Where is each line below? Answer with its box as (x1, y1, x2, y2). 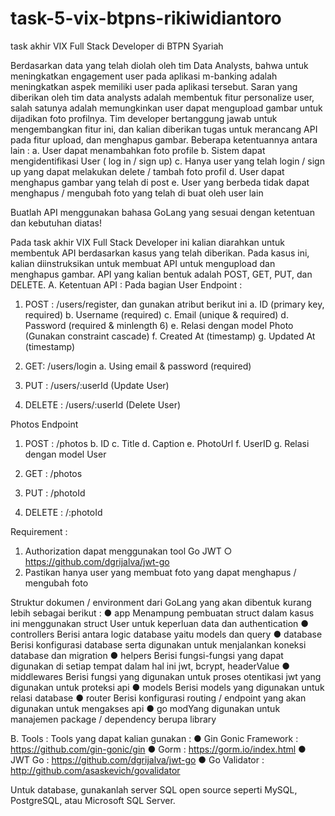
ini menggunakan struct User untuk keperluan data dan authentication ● (10, 617, 310, 629)
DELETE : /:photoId (24, 506, 103, 518)
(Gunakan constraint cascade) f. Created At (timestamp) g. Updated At (24, 330, 316, 342)
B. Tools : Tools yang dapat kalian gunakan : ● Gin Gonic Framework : (10, 732, 299, 744)
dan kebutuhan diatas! (10, 217, 102, 229)
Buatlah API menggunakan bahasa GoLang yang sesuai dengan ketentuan (10, 206, 315, 218)
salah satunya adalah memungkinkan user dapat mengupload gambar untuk (10, 102, 323, 114)
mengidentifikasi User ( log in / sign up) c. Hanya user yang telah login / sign (10, 155, 325, 167)
